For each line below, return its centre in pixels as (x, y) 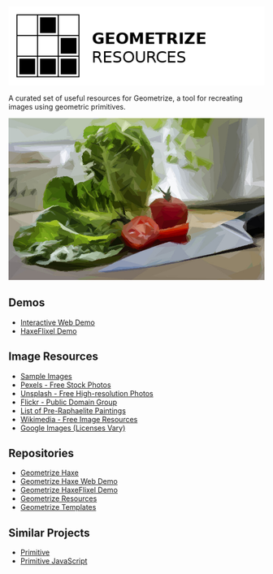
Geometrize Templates (58, 507)
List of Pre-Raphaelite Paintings (73, 410)
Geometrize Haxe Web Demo (69, 481)
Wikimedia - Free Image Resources (79, 419)
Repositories (41, 453)
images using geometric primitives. (67, 107)
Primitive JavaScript (54, 561)
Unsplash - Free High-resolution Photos (87, 393)
